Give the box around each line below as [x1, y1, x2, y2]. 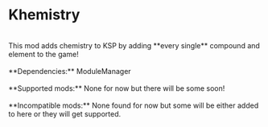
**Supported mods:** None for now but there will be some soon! [8, 83, 225, 93]
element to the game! [8, 49, 79, 59]
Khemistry [8, 6, 80, 24]
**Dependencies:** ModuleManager [8, 66, 131, 76]
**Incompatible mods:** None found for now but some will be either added [8, 100, 259, 110]
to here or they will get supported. [8, 109, 122, 118]
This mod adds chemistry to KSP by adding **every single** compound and [8, 40, 260, 50]
